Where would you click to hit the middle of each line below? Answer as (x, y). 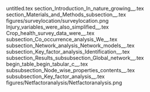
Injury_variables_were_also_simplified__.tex (58, 27)
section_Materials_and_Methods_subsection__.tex (66, 15)
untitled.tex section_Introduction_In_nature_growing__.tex (75, 8)
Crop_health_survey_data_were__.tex (50, 33)
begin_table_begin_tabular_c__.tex (47, 64)
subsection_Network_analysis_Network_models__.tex (70, 45)
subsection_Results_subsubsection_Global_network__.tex (75, 58)
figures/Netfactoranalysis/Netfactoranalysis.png (64, 83)
